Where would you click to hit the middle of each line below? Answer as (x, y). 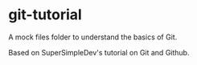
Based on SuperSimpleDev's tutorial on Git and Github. (99, 52)
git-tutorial (45, 15)
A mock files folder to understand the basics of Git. (93, 37)
